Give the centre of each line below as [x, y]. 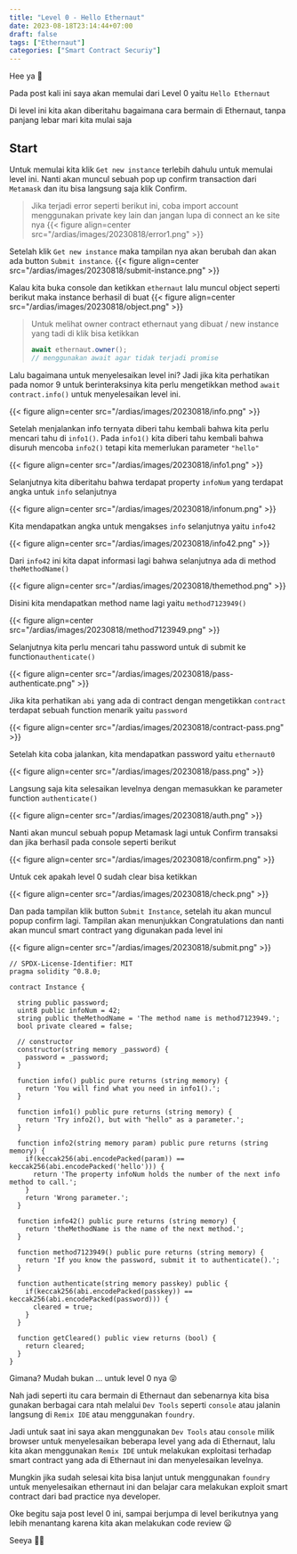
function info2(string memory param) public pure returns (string [143, 1143]
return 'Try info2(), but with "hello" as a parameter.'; [135, 1120]
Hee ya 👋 [26, 76]
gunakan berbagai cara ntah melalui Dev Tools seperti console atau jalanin [145, 1404]
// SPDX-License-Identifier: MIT [71, 964]
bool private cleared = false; [75, 1026]
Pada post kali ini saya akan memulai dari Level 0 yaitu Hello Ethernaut [140, 94]
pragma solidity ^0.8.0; [55, 971]
